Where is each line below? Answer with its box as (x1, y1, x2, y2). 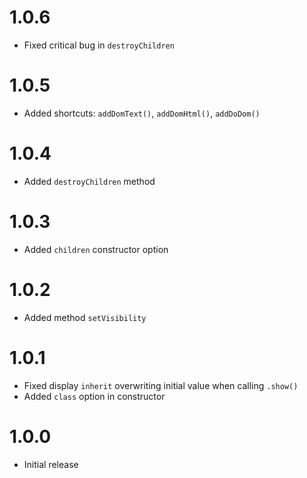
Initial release (23, 458, 79, 470)
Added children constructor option (23, 243, 169, 255)
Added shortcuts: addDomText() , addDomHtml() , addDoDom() (23, 107, 261, 119)
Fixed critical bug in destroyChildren (23, 39, 175, 51)
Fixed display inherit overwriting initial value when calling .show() (23, 379, 299, 391)
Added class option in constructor (23, 390, 166, 402)
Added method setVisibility (23, 311, 147, 323)
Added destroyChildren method (23, 175, 156, 187)
